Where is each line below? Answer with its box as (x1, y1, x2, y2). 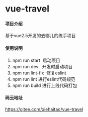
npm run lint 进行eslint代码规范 (12, 76, 76, 82)
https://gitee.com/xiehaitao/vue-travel (5, 106, 84, 112)
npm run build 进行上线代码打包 (12, 82, 77, 88)
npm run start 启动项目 (12, 57, 61, 63)
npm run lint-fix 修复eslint (12, 70, 66, 76)
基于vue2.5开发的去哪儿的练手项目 (5, 33, 76, 39)
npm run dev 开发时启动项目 (12, 63, 73, 69)
